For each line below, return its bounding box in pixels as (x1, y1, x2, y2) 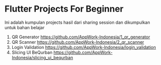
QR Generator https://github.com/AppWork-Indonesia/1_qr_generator (11, 34, 150, 40)
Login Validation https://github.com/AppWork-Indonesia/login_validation (11, 44, 156, 50)
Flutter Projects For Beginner (4, 3, 124, 15)
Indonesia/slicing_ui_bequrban (11, 54, 74, 60)
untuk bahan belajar (4, 24, 45, 30)
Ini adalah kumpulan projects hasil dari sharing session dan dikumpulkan (4, 19, 150, 25)
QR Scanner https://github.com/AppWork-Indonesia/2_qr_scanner (11, 39, 144, 45)
